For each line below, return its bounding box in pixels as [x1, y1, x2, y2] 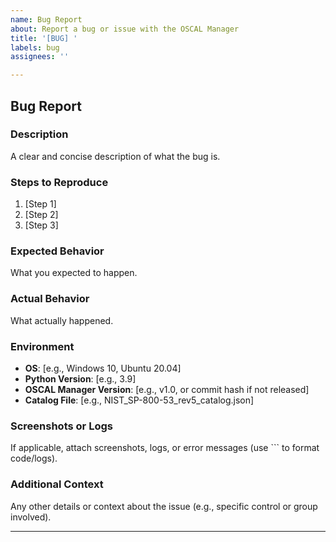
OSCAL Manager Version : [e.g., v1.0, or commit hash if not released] [24, 384, 310, 395]
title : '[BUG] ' [10, 33, 78, 43]
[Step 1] [24, 198, 57, 210]
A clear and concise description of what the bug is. [10, 150, 221, 162]
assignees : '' [10, 52, 70, 62]
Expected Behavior [10, 244, 105, 258]
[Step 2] [24, 209, 59, 221]
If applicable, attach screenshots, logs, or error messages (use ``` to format [10, 442, 320, 454]
